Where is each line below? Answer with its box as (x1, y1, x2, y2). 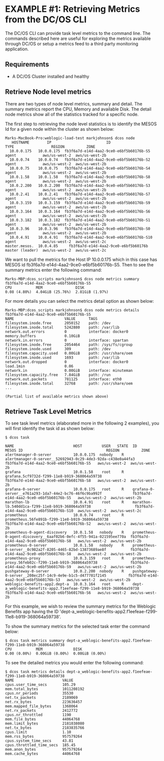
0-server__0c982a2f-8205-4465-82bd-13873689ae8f (5, 547, 107, 552)
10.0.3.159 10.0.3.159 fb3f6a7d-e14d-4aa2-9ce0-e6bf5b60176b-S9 (9, 200, 151, 205)
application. (5, 46, 29, 52)
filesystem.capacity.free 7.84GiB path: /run (5, 372, 111, 377)
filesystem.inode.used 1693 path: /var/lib (5, 355, 120, 360)
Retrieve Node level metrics (5, 88, 92, 96)
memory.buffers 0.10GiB (5, 333, 80, 338)
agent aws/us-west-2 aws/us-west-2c (5, 239, 107, 244)
